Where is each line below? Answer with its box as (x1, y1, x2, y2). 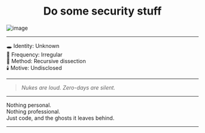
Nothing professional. (6, 107, 61, 115)
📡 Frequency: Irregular (6, 50, 63, 58)
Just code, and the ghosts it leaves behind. (6, 114, 115, 121)
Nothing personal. (6, 101, 52, 109)
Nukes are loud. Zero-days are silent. (21, 84, 116, 91)
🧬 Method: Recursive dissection (6, 57, 87, 64)
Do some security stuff (43, 4, 162, 18)
